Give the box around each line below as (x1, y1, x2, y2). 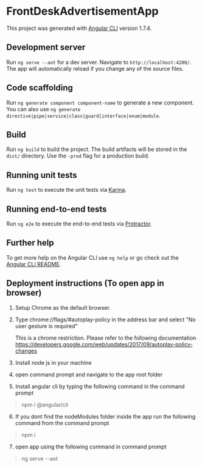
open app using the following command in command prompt (15, 443, 167, 450)
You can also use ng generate (6, 105, 81, 112)
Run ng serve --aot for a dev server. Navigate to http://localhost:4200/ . (6, 58, 192, 65)
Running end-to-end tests (6, 203, 107, 214)
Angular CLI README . (6, 260, 61, 268)
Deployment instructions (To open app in (6, 278, 164, 288)
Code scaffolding (6, 82, 73, 93)
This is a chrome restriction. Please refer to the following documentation (15, 334, 197, 342)
